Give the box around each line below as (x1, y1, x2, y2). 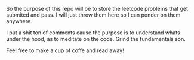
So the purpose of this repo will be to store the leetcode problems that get (6, 5, 189, 12)
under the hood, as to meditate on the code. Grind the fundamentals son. (6, 36, 186, 42)
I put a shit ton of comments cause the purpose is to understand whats (6, 29, 180, 36)
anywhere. (6, 18, 32, 24)
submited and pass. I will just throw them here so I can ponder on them (6, 11, 181, 18)
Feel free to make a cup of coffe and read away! (6, 47, 124, 54)
